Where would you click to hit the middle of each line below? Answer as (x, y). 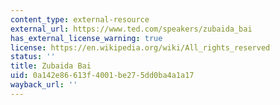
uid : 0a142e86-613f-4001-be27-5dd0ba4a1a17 (102, 76)
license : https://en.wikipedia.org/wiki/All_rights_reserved (140, 47)
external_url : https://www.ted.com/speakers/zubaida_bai (131, 29)
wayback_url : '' (44, 85)
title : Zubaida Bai (51, 66)
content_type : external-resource (80, 19)
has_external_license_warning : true (86, 38)
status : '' (33, 57)
